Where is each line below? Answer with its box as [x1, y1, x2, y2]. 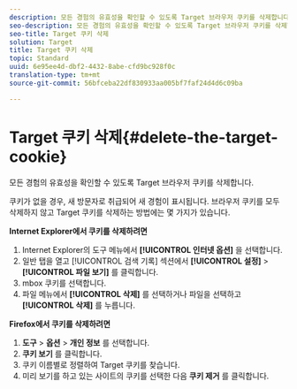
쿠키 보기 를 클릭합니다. [21, 348, 103, 359]
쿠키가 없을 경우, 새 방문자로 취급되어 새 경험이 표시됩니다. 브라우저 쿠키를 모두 [9, 195, 280, 206]
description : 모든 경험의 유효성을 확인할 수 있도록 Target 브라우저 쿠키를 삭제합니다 [9, 12, 290, 22]
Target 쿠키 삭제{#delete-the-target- [9, 127, 278, 147]
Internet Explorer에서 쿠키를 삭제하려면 [9, 225, 148, 236]
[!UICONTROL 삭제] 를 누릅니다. [21, 300, 135, 310]
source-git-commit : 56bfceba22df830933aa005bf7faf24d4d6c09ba [9, 79, 243, 88]
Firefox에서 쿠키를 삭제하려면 [9, 318, 110, 329]
